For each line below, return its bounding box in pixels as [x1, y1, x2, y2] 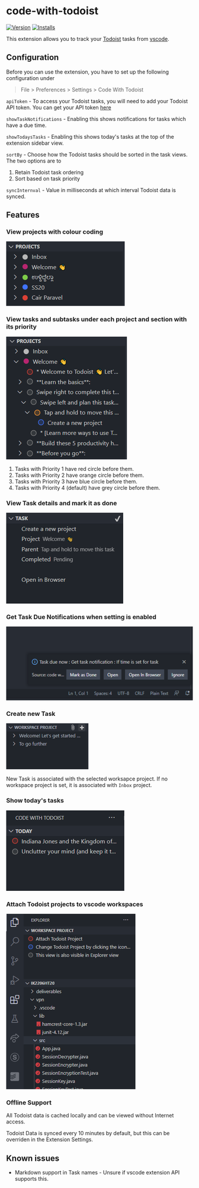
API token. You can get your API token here [6, 104, 111, 111]
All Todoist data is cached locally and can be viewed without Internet [6, 1112, 174, 1119]
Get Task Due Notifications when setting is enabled [6, 613, 157, 621]
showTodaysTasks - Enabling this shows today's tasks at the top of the [6, 133, 175, 140]
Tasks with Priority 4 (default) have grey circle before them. [14, 484, 161, 491]
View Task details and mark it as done [6, 499, 117, 507]
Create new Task [6, 709, 56, 718]
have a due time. [6, 122, 47, 129]
